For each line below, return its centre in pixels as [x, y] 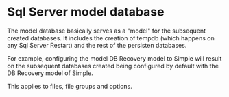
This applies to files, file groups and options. [70, 86]
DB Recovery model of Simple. [50, 73]
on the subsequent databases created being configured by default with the [113, 66]
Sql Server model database [86, 12]
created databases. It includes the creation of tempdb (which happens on [111, 38]
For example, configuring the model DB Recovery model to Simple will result [114, 58]
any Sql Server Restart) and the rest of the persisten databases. [97, 45]
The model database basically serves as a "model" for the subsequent [107, 31]
